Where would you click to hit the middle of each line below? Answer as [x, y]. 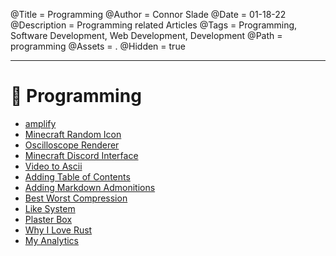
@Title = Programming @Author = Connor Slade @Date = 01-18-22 [148, 14]
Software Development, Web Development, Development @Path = [146, 35]
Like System [50, 208]
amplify [40, 123]
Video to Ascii [53, 166]
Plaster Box [48, 219]
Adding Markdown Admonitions [90, 187]
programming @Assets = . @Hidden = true [98, 46]
